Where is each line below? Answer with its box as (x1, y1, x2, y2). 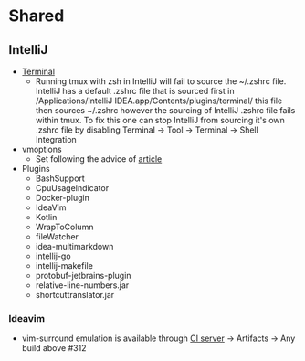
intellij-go (35, 250, 71, 261)
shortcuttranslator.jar (35, 290, 115, 300)
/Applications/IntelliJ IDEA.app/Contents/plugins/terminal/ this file (35, 95, 283, 106)
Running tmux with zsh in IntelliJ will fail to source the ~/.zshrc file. (35, 76, 287, 87)
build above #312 (21, 343, 87, 354)
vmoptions (21, 143, 62, 154)
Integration (35, 134, 77, 144)
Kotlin (35, 212, 58, 222)
